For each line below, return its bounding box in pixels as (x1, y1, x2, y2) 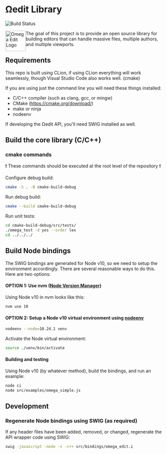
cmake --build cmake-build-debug (5, 204, 76, 209)
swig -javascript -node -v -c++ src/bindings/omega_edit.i (5, 444, 133, 449)
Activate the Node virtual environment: (5, 336, 87, 342)
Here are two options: (5, 271, 51, 277)
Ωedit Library (5, 4, 62, 15)
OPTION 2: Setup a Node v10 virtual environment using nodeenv (5, 315, 144, 321)
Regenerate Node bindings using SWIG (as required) (5, 417, 137, 424)
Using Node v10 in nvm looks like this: (5, 294, 85, 300)
